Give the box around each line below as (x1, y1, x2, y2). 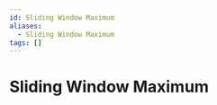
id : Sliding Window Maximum (9, 13, 115, 22)
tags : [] (9, 38, 42, 48)
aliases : (9, 22, 42, 31)
